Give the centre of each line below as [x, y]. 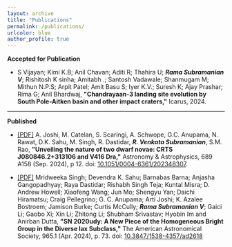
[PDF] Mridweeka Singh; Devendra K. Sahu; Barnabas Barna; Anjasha [116, 177]
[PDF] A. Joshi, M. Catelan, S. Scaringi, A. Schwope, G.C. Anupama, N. [118, 135]
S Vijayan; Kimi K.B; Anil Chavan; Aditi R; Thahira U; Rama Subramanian [120, 72]
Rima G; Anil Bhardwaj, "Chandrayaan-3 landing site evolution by [112, 95]
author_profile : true [38, 39]
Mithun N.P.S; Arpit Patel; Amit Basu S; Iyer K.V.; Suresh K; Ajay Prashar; [120, 87]
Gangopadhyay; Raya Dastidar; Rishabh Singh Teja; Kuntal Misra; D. [113, 185]
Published [22, 121]
